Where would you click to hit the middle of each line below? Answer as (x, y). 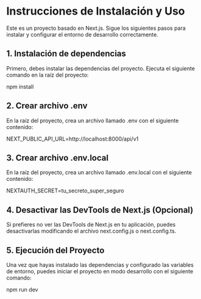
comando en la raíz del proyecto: (48, 75)
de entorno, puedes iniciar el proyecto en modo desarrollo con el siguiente (100, 271)
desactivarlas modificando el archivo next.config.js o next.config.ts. (91, 231)
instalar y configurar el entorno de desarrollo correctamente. (82, 34)
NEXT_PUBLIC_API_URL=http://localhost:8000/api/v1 (72, 139)
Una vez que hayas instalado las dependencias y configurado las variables (100, 265)
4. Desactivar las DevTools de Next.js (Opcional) (100, 210)
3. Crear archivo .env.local (57, 157)
